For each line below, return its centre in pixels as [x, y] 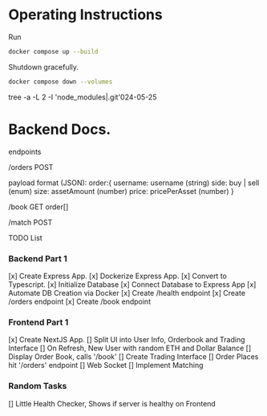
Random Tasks [38, 386]
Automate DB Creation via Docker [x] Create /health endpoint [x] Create [127, 293]
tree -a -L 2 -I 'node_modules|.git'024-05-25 [83, 97]
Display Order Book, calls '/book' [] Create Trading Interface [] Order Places [133, 357]
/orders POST [31, 167]
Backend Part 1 [38, 258]
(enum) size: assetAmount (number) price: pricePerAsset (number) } [121, 191]
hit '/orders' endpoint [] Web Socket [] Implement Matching [106, 366]
